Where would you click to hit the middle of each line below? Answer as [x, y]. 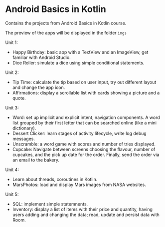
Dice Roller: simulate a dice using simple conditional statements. [78, 62]
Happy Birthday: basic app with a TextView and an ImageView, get [80, 52]
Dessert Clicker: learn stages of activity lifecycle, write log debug [80, 133]
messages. [24, 138]
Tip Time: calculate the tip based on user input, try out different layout [84, 82]
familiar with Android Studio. [41, 57]
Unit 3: [12, 107]
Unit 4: [12, 169]
